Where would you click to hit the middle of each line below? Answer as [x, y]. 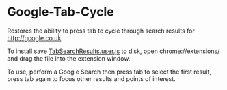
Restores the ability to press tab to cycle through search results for [101, 31]
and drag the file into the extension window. [69, 58]
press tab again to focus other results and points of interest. [91, 78]
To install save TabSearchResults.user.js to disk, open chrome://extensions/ [113, 51]
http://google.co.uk [34, 37]
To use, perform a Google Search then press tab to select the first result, [109, 72]
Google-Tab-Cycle [61, 12]
